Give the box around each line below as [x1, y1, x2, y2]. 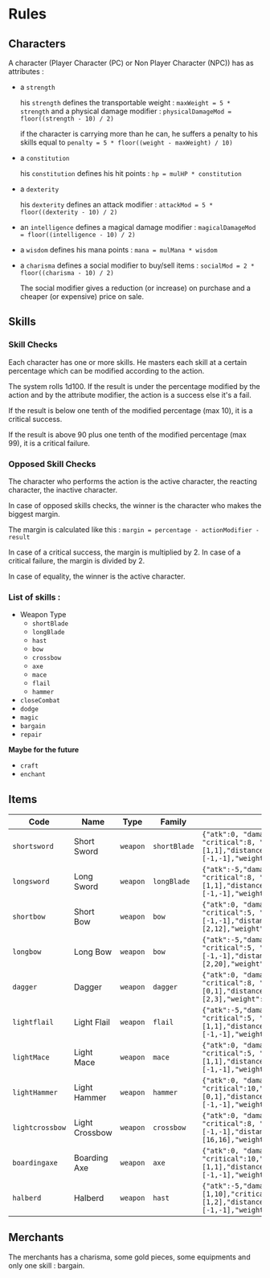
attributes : [8, 67, 44, 76]
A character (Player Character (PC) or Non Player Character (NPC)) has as [8, 58, 255, 68]
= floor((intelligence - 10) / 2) [19, 231, 136, 239]
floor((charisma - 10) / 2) [19, 269, 114, 277]
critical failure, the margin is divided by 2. [8, 555, 145, 565]
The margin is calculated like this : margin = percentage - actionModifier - [8, 524, 260, 535]
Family [160, 817, 187, 828]
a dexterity [19, 184, 59, 194]
